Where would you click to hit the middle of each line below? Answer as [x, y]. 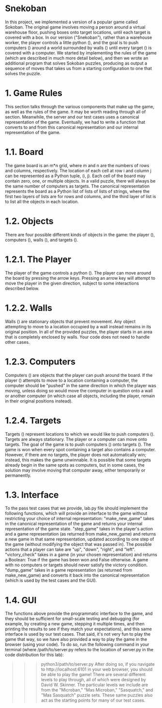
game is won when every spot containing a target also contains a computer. [81, 449]
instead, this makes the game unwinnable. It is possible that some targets [78, 460]
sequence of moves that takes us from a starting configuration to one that [79, 68]
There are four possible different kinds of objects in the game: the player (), [80, 235]
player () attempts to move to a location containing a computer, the [71, 380]
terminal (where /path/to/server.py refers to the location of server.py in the [79, 650]
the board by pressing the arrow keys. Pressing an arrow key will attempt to [80, 278]
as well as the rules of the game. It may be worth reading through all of [75, 112]
